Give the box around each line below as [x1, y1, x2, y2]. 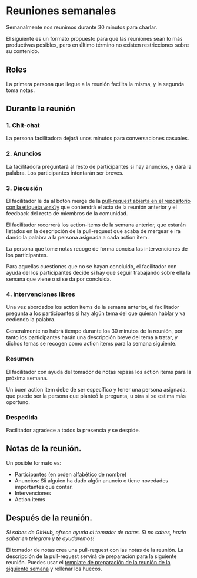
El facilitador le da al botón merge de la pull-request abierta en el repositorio [6, 198, 191, 205]
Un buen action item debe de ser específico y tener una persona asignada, [6, 386, 187, 393]
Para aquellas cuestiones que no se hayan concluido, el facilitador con [6, 263, 178, 270]
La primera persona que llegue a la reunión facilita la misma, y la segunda [6, 80, 184, 87]
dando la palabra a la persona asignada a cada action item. [6, 234, 149, 241]
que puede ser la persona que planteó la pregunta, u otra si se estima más [6, 392, 186, 399]
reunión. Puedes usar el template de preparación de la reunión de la [6, 559, 171, 566]
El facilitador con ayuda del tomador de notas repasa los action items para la [6, 368, 192, 375]
